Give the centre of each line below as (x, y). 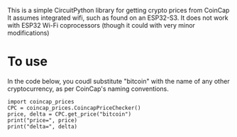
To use (28, 61)
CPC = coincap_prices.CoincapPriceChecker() (74, 108)
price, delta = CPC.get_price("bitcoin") (70, 114)
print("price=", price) (43, 120)
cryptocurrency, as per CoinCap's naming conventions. (88, 89)
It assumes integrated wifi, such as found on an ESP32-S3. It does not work (118, 18)
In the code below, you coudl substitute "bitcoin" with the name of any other (118, 81)
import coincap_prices (41, 102)
